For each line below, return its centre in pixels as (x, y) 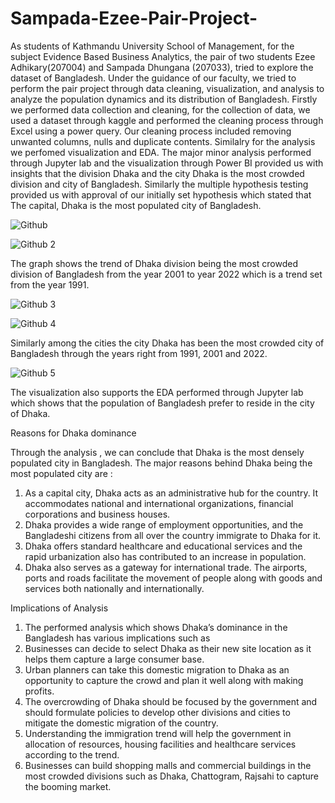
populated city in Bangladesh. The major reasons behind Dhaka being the (161, 463)
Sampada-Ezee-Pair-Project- (134, 18)
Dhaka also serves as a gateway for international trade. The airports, (166, 567)
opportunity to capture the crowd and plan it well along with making (164, 680)
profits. (39, 691)
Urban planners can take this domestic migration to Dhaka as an (157, 669)
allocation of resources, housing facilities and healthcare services (160, 744)
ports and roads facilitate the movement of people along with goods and (173, 578)
